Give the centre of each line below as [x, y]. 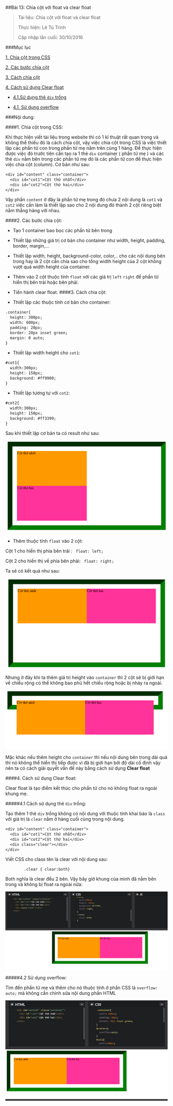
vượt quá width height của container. [52, 267]
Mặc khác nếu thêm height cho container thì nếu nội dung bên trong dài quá [86, 757]
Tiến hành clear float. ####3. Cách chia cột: [60, 292]
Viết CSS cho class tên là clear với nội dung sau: [57, 859]
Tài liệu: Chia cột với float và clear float [59, 17]
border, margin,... [31, 246]
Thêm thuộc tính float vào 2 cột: [48, 541]
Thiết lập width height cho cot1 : [46, 353]
